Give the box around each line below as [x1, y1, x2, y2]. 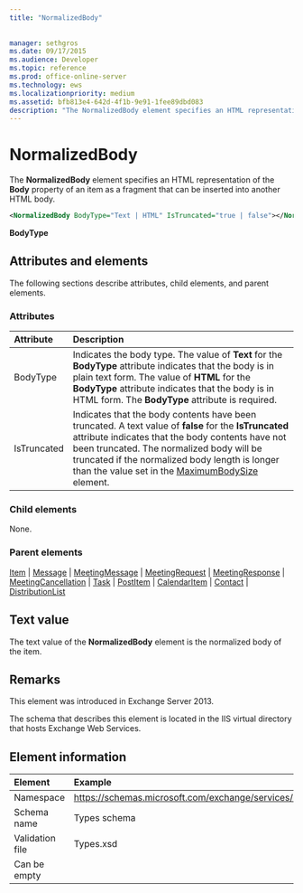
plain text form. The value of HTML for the [72, 371, 251, 384]
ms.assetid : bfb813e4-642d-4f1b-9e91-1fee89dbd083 [9, 97, 204, 107]
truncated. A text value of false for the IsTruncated [72, 419, 289, 432]
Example [73, 776, 113, 789]
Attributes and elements [9, 254, 149, 269]
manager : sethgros [9, 38, 78, 48]
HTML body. [9, 193, 56, 204]
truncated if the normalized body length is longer [72, 454, 280, 466]
